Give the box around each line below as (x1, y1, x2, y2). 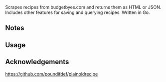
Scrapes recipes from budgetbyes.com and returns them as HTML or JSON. (5, 4, 162, 10)
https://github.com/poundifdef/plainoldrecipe (5, 71, 98, 77)
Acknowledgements (5, 58, 69, 66)
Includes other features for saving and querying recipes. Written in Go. (5, 9, 151, 15)
